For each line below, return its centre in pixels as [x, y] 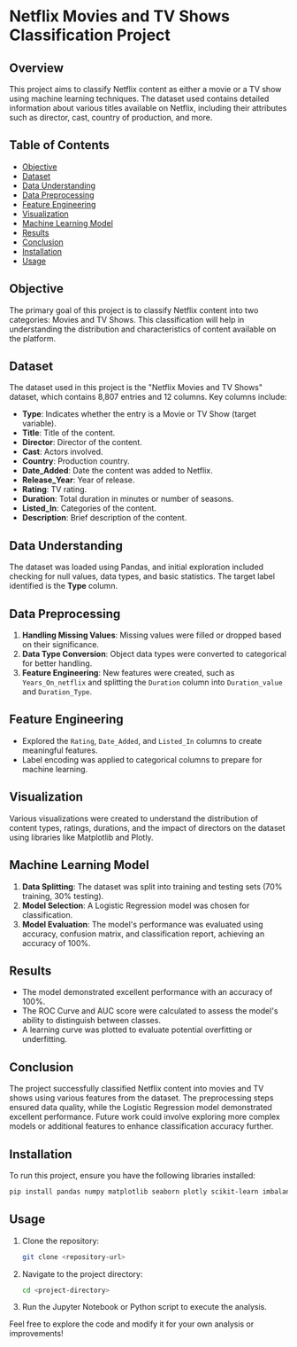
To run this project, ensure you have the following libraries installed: [133, 1175]
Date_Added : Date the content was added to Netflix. [118, 471]
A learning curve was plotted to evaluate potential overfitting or [137, 1030]
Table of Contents [60, 145]
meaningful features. [60, 750]
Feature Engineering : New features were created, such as [128, 673]
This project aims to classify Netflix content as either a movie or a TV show [145, 89]
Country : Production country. [76, 461]
